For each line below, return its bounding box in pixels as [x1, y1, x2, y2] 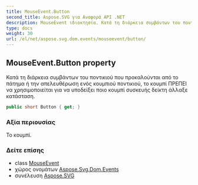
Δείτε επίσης [6, 146, 44, 154]
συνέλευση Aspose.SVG [14, 172, 75, 179]
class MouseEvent [14, 160, 60, 167]
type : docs [6, 25, 33, 31]
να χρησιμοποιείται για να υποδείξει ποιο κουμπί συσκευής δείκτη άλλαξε [6, 86, 188, 93]
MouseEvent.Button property [6, 58, 116, 68]
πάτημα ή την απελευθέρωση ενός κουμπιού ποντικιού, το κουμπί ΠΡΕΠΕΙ [6, 80, 187, 87]
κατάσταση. [6, 92, 35, 99]
